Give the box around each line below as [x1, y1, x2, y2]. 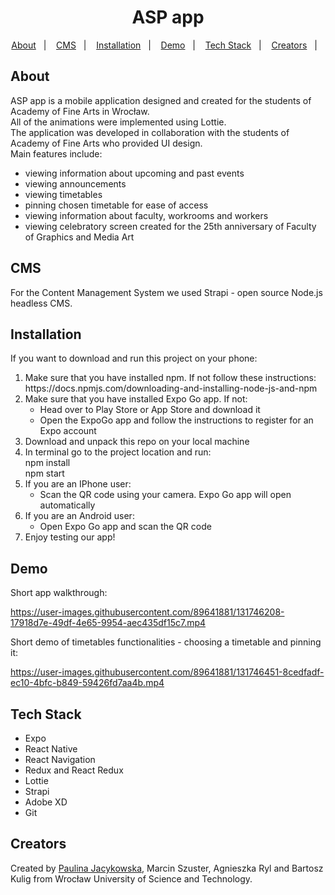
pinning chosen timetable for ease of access [24, 199, 209, 211]
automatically [39, 499, 96, 511]
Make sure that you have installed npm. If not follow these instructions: [24, 372, 317, 384]
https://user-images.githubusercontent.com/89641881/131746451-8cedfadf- [10, 666, 325, 678]
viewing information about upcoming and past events [24, 167, 245, 179]
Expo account [39, 425, 97, 437]
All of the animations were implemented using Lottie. [10, 116, 227, 128]
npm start [24, 467, 65, 480]
